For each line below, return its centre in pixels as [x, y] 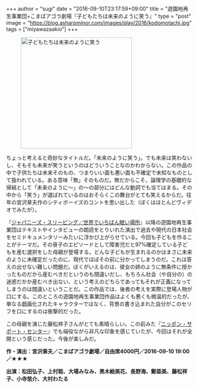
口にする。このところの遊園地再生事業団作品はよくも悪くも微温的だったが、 [99, 296]
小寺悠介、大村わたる [42, 379]
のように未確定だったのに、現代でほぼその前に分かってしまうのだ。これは [97, 259]
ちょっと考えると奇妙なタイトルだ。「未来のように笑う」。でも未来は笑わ [94, 158]
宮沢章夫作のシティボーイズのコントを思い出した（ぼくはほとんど [96, 202]
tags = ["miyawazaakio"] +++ [42, 29]
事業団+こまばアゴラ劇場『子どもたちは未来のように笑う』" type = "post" [101, 16]
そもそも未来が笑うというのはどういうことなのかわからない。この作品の [104, 165]
